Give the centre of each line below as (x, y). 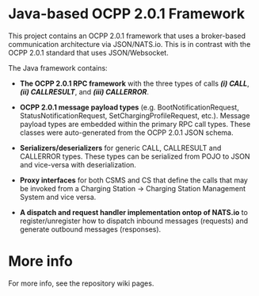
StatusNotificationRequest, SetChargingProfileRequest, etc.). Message (135, 115)
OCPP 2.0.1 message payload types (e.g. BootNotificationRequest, (129, 107)
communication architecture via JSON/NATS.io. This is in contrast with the (129, 44)
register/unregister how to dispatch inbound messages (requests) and (134, 221)
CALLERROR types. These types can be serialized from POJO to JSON (135, 156)
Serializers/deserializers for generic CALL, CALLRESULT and (120, 148)
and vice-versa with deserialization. (78, 164)
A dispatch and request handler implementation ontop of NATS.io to (133, 212)
